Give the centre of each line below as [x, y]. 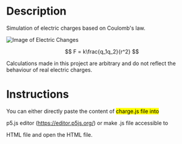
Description [36, 11]
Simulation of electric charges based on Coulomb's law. [76, 28]
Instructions [38, 94]
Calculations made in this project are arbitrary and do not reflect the [91, 63]
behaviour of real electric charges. [49, 70]
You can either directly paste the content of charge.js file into [83, 111]
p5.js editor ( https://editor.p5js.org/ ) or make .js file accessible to [87, 123]
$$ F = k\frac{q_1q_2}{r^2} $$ [102, 51]
